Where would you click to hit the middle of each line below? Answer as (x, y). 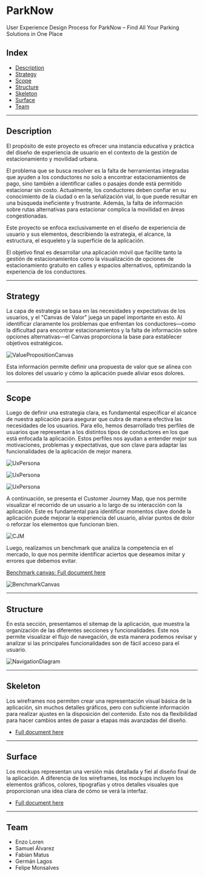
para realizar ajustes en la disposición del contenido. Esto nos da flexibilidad (102, 714)
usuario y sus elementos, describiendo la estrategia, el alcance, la (89, 234)
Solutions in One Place (35, 33)
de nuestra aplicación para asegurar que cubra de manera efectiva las (94, 419)
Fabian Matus (32, 855)
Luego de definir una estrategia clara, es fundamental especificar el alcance (102, 413)
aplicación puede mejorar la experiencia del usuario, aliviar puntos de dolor (100, 518)
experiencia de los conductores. (46, 272)
